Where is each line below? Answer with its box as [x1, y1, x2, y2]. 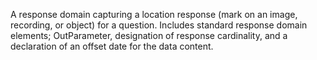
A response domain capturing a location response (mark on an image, [10, 9, 298, 20]
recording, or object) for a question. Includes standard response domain [10, 19, 308, 31]
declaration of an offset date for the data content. [10, 40, 214, 52]
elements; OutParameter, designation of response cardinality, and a [10, 30, 288, 41]
